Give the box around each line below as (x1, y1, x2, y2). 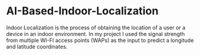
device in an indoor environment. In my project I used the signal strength (6, 30, 185, 37)
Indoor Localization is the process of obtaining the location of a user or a (6, 24, 186, 31)
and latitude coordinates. (6, 43, 68, 50)
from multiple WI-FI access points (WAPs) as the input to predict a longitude (6, 36, 194, 44)
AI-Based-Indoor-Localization (6, 4, 159, 18)
